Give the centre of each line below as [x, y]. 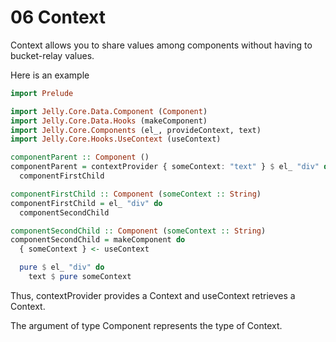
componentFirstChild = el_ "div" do [86, 203]
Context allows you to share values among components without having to [161, 45]
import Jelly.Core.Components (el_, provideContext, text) [136, 130]
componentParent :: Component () [80, 157]
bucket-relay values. [52, 55]
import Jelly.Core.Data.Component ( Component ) [109, 111]
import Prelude [42, 93]
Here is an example [50, 75]
